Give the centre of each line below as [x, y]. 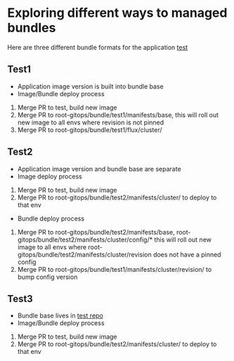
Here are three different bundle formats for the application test [98, 47]
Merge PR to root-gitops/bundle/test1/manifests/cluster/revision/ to [115, 269]
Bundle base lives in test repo [60, 316]
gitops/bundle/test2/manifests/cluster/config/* [85, 239]
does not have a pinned [187, 254]
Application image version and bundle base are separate [99, 169]
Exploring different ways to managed [117, 13]
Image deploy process [50, 176]
